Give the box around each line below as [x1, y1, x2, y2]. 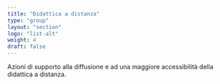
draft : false [7, 43, 46, 50]
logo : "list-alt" [7, 30, 59, 37]
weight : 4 [7, 37, 37, 44]
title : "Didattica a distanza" [7, 10, 100, 18]
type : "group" [7, 17, 50, 24]
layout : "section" [7, 23, 62, 30]
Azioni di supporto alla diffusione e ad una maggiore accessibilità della [7, 63, 214, 71]
